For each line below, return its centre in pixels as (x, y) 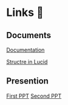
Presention (27, 81)
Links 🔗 (25, 13)
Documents (29, 35)
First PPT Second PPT (34, 96)
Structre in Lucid (27, 62)
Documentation (25, 50)
